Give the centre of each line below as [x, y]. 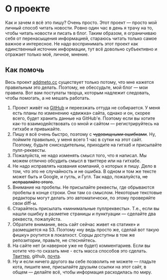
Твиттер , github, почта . [37, 256]
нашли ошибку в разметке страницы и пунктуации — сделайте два [84, 214]
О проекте [28, 9]
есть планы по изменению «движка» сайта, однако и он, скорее [81, 113]
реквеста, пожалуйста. [37, 219]
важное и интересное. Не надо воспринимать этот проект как [72, 43]
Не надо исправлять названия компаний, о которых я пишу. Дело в [84, 166]
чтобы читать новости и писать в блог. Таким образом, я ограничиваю [81, 33]
